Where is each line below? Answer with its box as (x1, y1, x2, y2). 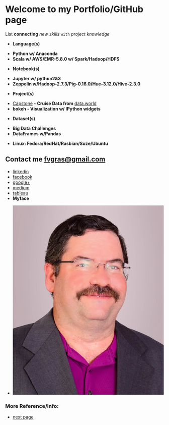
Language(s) (12, 40, 40, 46)
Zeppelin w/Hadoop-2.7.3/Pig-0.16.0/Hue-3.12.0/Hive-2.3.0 (12, 81, 141, 87)
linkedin (12, 168, 29, 175)
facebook (12, 174, 33, 180)
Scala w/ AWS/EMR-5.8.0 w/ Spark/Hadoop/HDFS (12, 56, 120, 62)
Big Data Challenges (12, 125, 56, 131)
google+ (12, 179, 30, 185)
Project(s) (12, 90, 34, 96)
